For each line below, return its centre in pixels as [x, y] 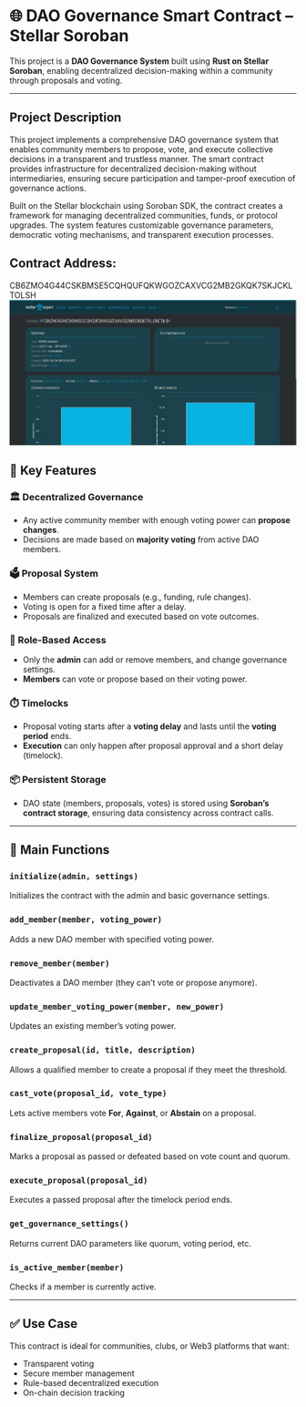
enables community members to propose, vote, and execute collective [141, 149]
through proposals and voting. [66, 80]
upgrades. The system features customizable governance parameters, [142, 225]
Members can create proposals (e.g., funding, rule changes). [137, 597]
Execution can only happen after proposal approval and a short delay [153, 746]
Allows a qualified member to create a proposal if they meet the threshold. [148, 1069]
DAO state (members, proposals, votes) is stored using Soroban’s [146, 803]
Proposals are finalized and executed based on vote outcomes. [141, 616]
